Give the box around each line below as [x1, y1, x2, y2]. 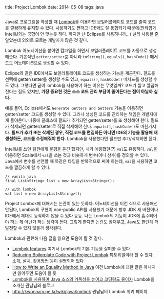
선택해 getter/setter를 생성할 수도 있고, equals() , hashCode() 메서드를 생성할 [5, 76, 153, 82]
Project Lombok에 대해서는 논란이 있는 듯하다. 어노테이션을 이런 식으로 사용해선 [5, 201, 158, 206]
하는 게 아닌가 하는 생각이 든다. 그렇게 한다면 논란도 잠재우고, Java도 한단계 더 [10, 219, 159, 225]
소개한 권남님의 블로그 [12, 282, 55, 288]
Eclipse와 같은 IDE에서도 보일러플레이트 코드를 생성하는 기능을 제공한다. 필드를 [5, 70, 155, 76]
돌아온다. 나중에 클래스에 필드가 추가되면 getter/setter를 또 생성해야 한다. [10, 117, 150, 123]
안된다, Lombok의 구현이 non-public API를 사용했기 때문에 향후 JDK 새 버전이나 [5, 207, 159, 212]
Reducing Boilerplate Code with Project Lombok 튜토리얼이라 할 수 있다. [12, 252, 154, 257]
